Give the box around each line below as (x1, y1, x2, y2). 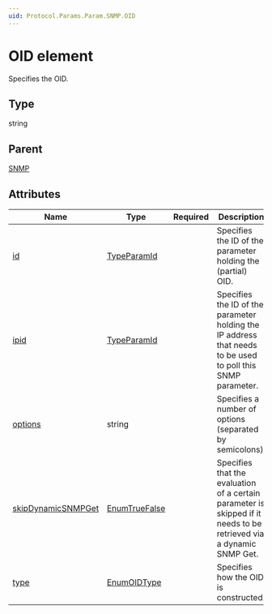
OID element (8, 46, 94, 65)
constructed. (216, 592, 266, 603)
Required (172, 212, 209, 222)
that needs (216, 340, 257, 350)
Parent (8, 142, 43, 156)
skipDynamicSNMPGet (12, 503, 100, 513)
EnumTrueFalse (106, 503, 166, 513)
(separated (216, 423, 259, 435)
